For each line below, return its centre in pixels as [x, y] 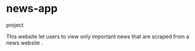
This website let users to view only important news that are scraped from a [98, 36]
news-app [32, 9]
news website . [25, 43]
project [15, 25]
